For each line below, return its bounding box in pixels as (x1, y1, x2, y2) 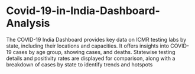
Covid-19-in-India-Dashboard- (6, 4, 161, 18)
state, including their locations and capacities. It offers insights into (6, 42, 170, 49)
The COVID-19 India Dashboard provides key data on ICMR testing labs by (6, 36, 187, 43)
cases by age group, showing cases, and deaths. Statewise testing (12, 48, 175, 55)
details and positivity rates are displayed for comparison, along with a (6, 55, 175, 62)
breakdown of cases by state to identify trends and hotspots (6, 60, 153, 68)
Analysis (6, 16, 50, 30)
